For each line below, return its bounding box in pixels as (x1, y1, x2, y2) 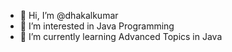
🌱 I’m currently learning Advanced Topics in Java (19, 31, 223, 42)
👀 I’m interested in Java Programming (19, 20, 175, 32)
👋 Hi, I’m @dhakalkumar (19, 10, 119, 21)
